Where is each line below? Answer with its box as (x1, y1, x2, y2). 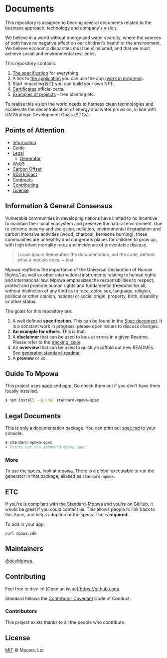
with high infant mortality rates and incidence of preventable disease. (5, 241, 148, 248)
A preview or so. (12, 355, 47, 361)
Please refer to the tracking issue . (12, 339, 82, 345)
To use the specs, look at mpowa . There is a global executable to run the (5, 468, 155, 474)
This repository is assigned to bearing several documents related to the (5, 20, 152, 26)
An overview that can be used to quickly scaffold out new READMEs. (12, 344, 155, 351)
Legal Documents (5, 412, 61, 420)
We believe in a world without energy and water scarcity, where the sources (5, 35, 161, 41)
